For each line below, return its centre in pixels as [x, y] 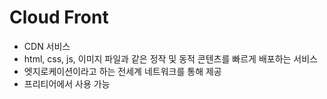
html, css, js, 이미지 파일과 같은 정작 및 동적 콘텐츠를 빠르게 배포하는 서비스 [170, 58]
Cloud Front [59, 17]
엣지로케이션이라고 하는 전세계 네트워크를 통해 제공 [122, 71]
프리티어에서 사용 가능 [67, 83]
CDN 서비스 [47, 46]
